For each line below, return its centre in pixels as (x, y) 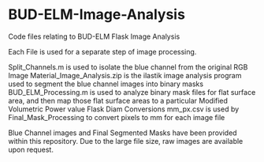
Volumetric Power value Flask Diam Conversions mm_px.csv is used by (124, 109)
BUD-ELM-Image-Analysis (97, 15)
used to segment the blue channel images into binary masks (106, 84)
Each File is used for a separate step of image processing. (102, 51)
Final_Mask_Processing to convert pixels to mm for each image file (117, 117)
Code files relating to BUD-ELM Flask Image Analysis (94, 36)
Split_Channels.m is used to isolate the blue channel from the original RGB (128, 67)
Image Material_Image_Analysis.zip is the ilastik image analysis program (125, 75)
